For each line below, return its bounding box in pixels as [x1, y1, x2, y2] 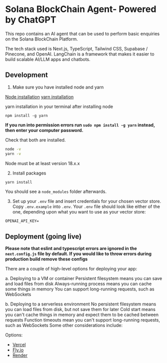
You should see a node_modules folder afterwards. [5, 188, 106, 194]
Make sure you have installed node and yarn [12, 84, 104, 90]
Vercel [12, 341, 26, 348]
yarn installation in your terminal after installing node [5, 103, 113, 109]
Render [12, 352, 28, 358]
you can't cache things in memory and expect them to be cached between [5, 311, 159, 318]
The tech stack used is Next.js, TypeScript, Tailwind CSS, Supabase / [5, 45, 148, 51]
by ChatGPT [5, 14, 56, 25]
